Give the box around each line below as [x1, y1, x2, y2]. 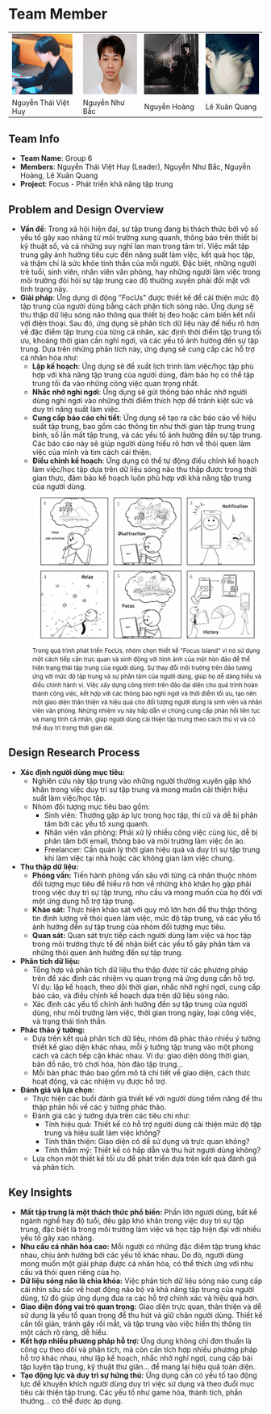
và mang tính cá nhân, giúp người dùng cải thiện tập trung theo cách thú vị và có [31, 716, 256, 724]
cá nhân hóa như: [19, 353, 79, 363]
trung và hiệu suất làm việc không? [44, 1128, 161, 1138]
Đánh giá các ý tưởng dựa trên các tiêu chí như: [31, 1110, 190, 1120]
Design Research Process [8, 746, 140, 760]
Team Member [8, 5, 107, 23]
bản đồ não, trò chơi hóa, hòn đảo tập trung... [31, 1059, 184, 1069]
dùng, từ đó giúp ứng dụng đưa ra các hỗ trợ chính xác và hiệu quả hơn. [19, 1293, 260, 1302]
